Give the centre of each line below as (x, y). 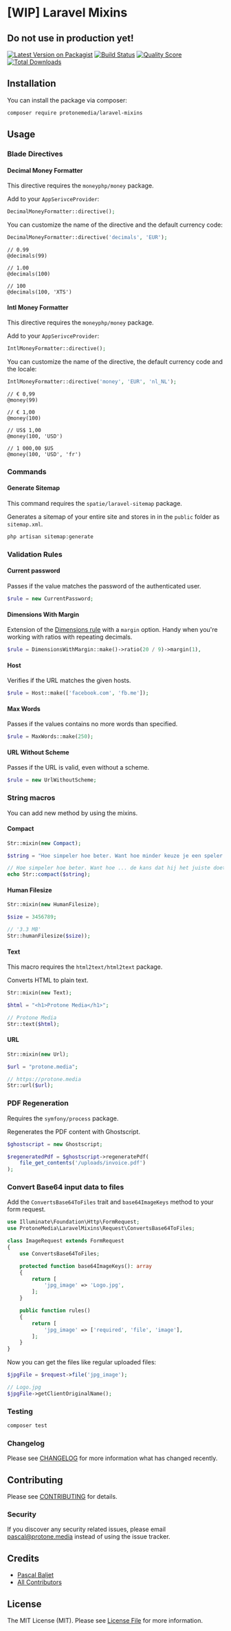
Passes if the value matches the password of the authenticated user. (104, 586)
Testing (20, 1411)
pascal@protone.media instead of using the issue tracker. (89, 1537)
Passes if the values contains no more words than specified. (92, 724)
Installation (32, 84)
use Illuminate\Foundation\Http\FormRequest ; (73, 1222)
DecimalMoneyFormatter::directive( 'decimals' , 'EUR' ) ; (87, 238)
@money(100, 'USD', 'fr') (44, 454)
